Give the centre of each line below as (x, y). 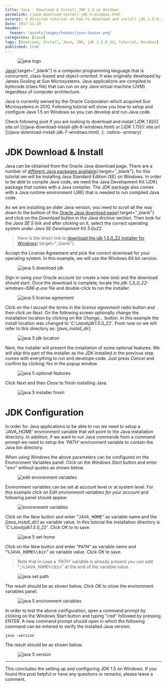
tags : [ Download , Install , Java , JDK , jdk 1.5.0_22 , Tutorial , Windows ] (82, 42)
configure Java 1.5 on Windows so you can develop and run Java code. (78, 112)
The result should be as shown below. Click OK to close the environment (79, 586)
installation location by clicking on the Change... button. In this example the (82, 318)
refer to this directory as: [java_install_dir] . (48, 328)
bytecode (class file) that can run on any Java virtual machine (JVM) (75, 86)
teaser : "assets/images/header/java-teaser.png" (61, 33)
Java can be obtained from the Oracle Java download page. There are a (79, 166)
